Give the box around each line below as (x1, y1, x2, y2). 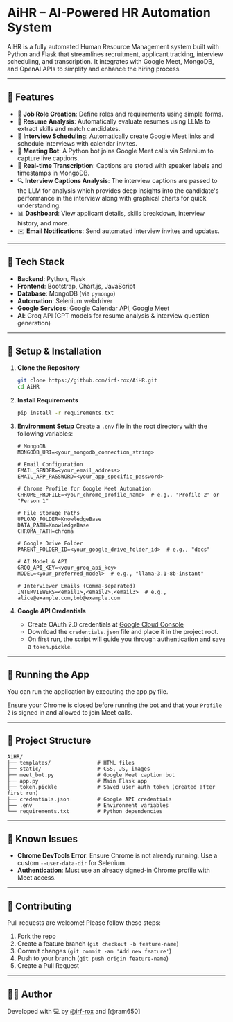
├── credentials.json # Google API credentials (7, 796, 172, 803)
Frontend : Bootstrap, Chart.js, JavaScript (17, 282, 135, 290)
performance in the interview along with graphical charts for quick (17, 194, 207, 202)
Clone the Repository (17, 364, 80, 372)
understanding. (17, 201, 61, 210)
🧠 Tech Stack (7, 256, 65, 268)
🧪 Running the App (7, 669, 90, 681)
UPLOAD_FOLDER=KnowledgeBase (17, 516, 102, 522)
